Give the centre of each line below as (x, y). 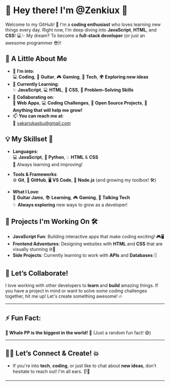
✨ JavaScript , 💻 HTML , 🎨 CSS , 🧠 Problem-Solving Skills (73, 90)
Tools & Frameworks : (35, 174)
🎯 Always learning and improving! (47, 164)
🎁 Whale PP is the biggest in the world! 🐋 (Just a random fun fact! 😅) (78, 333)
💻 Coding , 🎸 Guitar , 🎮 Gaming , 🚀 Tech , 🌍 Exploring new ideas (80, 77)
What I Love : (26, 191)
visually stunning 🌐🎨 (34, 249)
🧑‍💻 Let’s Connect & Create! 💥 (52, 353)
